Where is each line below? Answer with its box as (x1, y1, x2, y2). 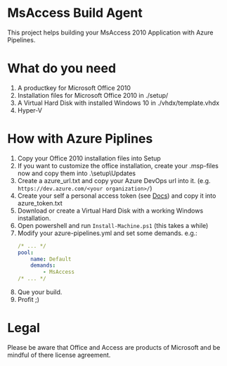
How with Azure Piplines (7, 131, 153, 147)
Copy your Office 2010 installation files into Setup (17, 153, 162, 163)
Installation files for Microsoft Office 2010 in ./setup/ (17, 91, 169, 99)
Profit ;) (17, 296, 40, 304)
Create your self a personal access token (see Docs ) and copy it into (17, 191, 216, 200)
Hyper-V (17, 106, 42, 114)
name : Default (30, 255, 72, 263)
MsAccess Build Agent (7, 5, 143, 21)
